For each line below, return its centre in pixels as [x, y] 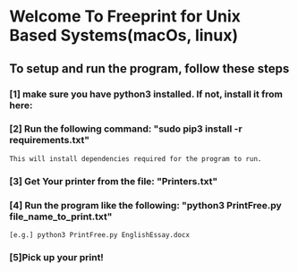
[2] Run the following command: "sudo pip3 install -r [126, 129]
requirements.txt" [50, 140]
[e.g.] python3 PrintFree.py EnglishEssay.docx [100, 235]
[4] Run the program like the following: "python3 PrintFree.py [145, 205]
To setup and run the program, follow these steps [149, 68]
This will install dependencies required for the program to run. [136, 158]
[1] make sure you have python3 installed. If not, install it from [146, 94]
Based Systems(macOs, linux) [124, 35]
